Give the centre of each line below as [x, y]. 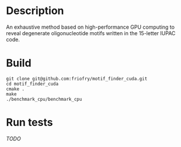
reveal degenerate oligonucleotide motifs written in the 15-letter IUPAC [91, 33]
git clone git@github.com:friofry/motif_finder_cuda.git [77, 78]
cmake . [15, 89]
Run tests [29, 123]
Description [35, 11]
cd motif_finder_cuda [32, 84]
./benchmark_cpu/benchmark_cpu [44, 99]
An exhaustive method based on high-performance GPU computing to [90, 27]
